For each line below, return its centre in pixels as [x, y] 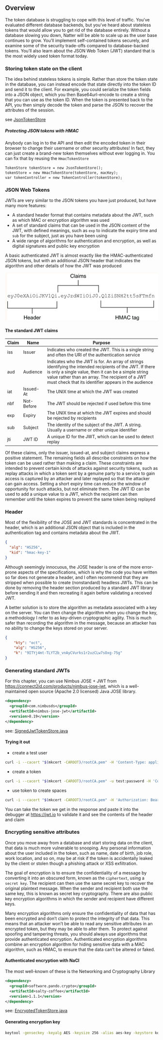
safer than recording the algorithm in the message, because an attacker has [81, 623]
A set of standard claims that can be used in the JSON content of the [81, 225]
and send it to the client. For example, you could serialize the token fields [78, 90]
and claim [15, 820]
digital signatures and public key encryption [56, 246]
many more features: [26, 206]
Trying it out [18, 742]
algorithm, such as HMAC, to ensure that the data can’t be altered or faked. [80, 949]
